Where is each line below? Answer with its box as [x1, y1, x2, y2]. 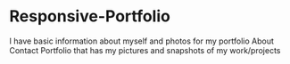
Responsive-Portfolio [9, 6, 171, 27]
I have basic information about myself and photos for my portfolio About [9, 36, 274, 46]
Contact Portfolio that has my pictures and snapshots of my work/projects [9, 44, 281, 55]
